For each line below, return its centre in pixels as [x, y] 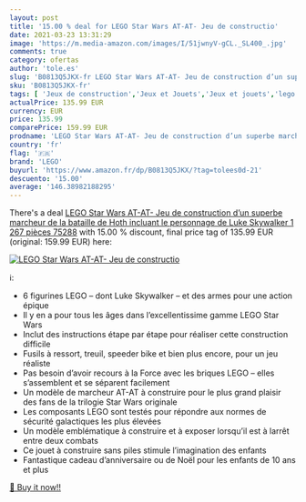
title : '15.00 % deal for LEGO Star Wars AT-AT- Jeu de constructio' [144, 26]
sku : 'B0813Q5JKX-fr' [51, 85]
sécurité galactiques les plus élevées [92, 422]
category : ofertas [44, 60]
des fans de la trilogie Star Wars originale [100, 402]
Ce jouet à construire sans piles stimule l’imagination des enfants [144, 450]
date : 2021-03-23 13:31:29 [61, 35]
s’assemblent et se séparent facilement [96, 383]
